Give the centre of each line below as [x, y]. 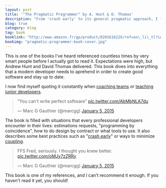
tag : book [15, 33]
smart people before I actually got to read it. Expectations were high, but [79, 61]
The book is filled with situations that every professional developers [74, 120]
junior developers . [23, 91]
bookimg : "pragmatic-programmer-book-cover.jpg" [56, 42]
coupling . [15, 141]
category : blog [21, 28]
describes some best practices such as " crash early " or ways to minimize [80, 136]
